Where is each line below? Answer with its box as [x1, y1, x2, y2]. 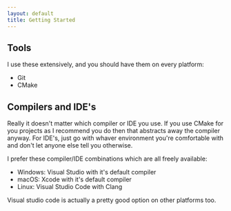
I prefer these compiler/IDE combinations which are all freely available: [7, 154, 208, 163]
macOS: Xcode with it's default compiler [17, 175, 132, 183]
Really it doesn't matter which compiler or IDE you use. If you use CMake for [7, 119, 224, 128]
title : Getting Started [7, 17, 76, 23]
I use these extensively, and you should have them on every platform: [7, 60, 205, 69]
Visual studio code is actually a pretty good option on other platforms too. [7, 196, 217, 204]
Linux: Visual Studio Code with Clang [17, 183, 123, 191]
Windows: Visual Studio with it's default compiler [17, 168, 157, 177]
